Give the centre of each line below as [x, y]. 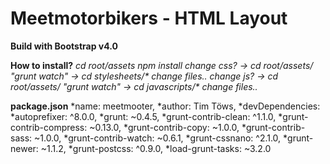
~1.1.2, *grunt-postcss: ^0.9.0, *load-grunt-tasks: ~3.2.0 [156, 148]
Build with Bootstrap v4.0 [64, 46]
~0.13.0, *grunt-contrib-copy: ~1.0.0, [164, 127]
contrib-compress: [49, 127]
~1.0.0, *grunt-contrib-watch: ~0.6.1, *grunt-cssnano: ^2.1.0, [158, 138]
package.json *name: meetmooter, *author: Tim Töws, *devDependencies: [165, 106]
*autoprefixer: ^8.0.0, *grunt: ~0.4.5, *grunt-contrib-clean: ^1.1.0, [143, 116]
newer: [24, 148]
